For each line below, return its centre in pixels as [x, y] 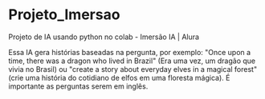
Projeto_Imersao [64, 15]
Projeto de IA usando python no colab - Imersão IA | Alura [104, 37]
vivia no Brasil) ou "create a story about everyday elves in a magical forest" [133, 69]
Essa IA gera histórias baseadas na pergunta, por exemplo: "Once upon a [130, 52]
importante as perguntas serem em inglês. [78, 86]
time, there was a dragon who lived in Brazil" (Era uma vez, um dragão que [132, 61]
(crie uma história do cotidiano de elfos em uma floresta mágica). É [119, 77]
